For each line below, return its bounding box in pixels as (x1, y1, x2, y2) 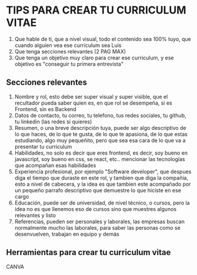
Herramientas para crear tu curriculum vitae (6, 247, 171, 257)
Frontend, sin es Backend (14, 105, 76, 112)
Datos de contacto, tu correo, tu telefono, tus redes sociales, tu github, (14, 112, 186, 119)
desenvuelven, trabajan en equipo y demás (14, 230, 119, 237)
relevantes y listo (14, 212, 56, 219)
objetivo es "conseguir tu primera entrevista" (14, 60, 123, 68)
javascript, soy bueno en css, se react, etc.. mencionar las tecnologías (14, 155, 185, 162)
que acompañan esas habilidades (14, 162, 96, 169)
